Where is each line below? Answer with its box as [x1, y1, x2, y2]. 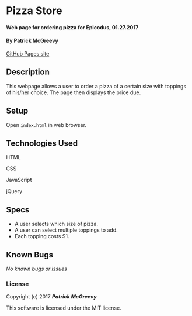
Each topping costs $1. [14, 233, 69, 240]
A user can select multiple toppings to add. [14, 226, 118, 233]
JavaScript [6, 177, 32, 184]
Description [6, 67, 50, 77]
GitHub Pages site [6, 50, 50, 57]
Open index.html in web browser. [6, 121, 86, 128]
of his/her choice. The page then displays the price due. [6, 89, 141, 96]
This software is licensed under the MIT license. [6, 304, 121, 311]
